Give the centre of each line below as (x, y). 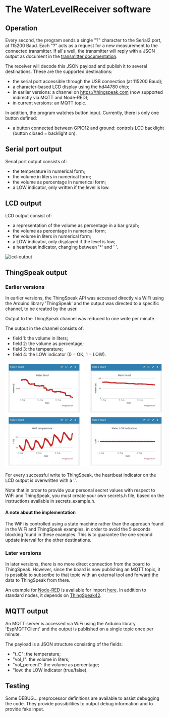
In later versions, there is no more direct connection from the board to (78, 564)
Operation (21, 28)
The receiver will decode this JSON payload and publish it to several (76, 66)
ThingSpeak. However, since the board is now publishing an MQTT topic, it (83, 570)
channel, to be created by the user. (42, 309)
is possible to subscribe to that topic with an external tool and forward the (82, 575)
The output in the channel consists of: (45, 328)
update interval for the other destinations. (48, 540)
